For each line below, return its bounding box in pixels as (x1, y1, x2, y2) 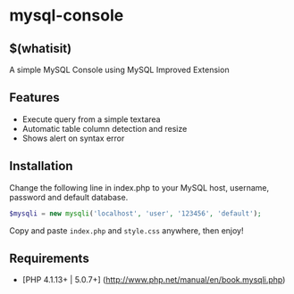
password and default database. (9, 192, 129, 202)
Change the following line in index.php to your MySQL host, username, (9, 182, 270, 192)
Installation (9, 159, 73, 174)
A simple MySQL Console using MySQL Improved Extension (9, 64, 230, 75)
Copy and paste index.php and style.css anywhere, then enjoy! (9, 225, 244, 236)
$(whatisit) (9, 41, 72, 56)
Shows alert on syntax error (21, 133, 125, 143)
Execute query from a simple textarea (21, 113, 161, 125)
